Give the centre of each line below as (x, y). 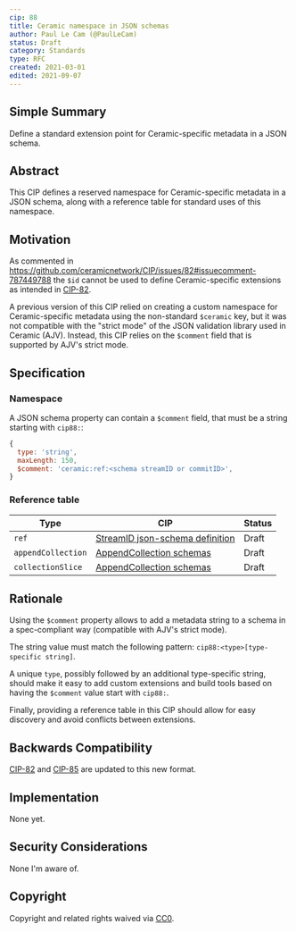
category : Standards (48, 51)
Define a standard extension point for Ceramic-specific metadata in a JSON (148, 133)
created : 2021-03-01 (48, 68)
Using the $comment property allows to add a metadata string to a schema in (148, 620)
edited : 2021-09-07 (45, 76)
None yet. (27, 819)
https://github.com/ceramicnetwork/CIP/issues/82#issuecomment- (133, 271)
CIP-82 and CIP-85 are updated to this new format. (103, 769)
